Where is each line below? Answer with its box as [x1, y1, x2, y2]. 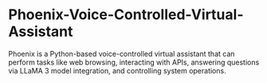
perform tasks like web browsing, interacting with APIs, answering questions [8, 57, 260, 67]
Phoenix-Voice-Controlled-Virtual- [8, 6, 244, 24]
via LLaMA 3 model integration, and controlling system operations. [8, 65, 226, 75]
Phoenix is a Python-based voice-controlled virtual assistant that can [8, 49, 235, 58]
